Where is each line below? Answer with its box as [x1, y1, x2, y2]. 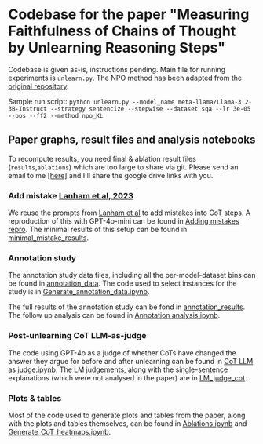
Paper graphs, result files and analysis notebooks [8, 133, 256, 147]
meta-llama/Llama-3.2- [177, 98, 253, 106]
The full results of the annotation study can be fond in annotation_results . [8, 302, 246, 311]
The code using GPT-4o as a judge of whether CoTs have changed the [8, 348, 237, 358]
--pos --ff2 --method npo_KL [8, 111, 104, 119]
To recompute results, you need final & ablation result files [8, 154, 196, 163]
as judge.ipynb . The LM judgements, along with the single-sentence [8, 365, 228, 374]
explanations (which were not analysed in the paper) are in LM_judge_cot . [8, 373, 247, 382]
